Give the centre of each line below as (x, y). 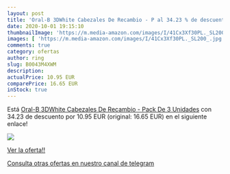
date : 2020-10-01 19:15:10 (46, 26)
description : (26, 71)
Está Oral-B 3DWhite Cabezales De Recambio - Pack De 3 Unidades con (110, 110)
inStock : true (27, 90)
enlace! (17, 124)
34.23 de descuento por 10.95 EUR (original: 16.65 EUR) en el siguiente (107, 116)
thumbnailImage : (30, 33)
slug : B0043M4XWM (32, 64)
